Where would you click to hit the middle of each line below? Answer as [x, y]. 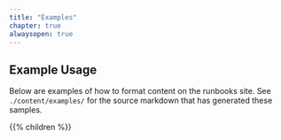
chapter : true [35, 26]
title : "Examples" [43, 17]
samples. [26, 110]
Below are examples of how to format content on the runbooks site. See [140, 91]
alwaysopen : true [41, 34]
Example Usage [53, 70]
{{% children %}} [41, 127]
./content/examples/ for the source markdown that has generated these [141, 101]
